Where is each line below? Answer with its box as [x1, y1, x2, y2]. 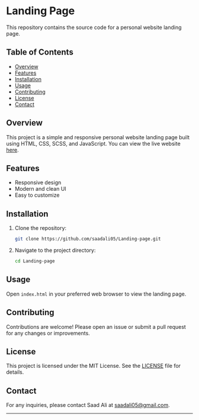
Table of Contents [6, 47, 74, 57]
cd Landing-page [14, 258, 55, 264]
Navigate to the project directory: [14, 247, 96, 254]
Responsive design [14, 179, 62, 186]
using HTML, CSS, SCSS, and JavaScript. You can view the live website [6, 140, 181, 147]
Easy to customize [14, 191, 60, 199]
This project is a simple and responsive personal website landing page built [6, 133, 190, 140]
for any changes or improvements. [6, 329, 90, 336]
